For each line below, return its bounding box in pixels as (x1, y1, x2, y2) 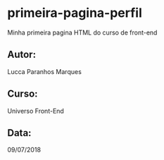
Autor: (7, 49, 37, 61)
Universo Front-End (7, 106, 65, 115)
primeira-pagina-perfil (7, 5, 143, 21)
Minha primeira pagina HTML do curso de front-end (7, 28, 158, 37)
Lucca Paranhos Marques (7, 67, 82, 75)
